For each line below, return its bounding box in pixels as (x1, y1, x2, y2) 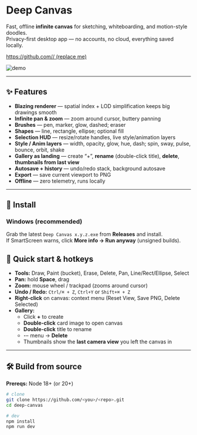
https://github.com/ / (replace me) (6, 53, 87, 60)
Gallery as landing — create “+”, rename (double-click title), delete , (14, 152, 180, 159)
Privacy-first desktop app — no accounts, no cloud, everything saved (6, 35, 174, 42)
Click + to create (23, 313, 64, 321)
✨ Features (6, 87, 47, 97)
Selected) (14, 301, 38, 308)
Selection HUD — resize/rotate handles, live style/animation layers (14, 133, 176, 141)
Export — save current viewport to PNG (14, 171, 111, 178)
